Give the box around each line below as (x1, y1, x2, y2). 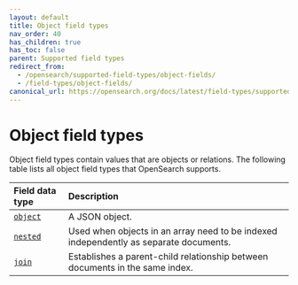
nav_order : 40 (9, 29, 62, 38)
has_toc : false (9, 46, 66, 55)
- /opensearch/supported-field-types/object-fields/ (17, 71, 216, 80)
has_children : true (9, 37, 82, 47)
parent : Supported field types (9, 54, 125, 63)
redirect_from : (9, 63, 66, 72)
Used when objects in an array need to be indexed (67, 225, 278, 237)
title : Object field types (9, 21, 109, 30)
